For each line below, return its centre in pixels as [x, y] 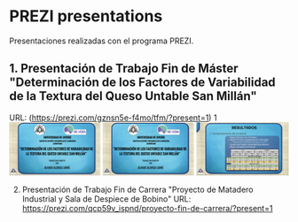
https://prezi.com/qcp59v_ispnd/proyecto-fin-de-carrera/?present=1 [147, 208]
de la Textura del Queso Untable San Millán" [133, 96]
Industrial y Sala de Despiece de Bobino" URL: [106, 199]
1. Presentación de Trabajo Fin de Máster [124, 69]
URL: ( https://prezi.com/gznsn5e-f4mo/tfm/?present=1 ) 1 [113, 118]
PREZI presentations [86, 16]
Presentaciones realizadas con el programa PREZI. [102, 41]
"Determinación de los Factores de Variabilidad [143, 83]
